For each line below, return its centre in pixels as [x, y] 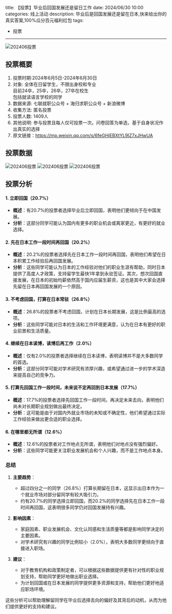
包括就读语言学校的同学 [37, 97]
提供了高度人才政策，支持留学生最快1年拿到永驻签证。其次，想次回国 [85, 274]
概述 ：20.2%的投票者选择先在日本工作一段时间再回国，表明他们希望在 [87, 254]
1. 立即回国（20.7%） [28, 198]
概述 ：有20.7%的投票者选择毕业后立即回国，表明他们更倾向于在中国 [85, 210]
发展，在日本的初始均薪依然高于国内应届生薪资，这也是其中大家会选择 [91, 280]
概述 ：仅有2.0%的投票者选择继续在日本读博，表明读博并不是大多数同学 [88, 356]
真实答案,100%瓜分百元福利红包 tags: [45, 20]
